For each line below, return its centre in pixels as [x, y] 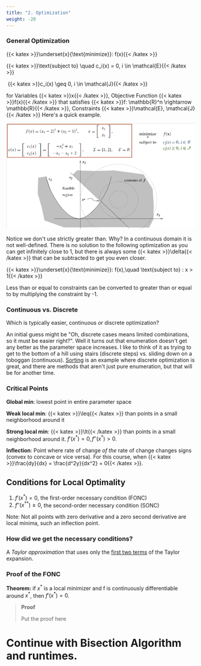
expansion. [20, 558]
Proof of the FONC [34, 574]
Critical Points [27, 389]
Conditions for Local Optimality [66, 482]
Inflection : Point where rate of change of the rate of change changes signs [99, 451]
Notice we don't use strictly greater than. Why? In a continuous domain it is [99, 239]
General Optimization [38, 41]
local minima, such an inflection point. [53, 523]
